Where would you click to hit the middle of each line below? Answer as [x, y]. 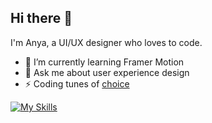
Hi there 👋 [41, 18]
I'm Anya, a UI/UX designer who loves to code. [106, 42]
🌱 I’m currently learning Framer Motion [104, 62]
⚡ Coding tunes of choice [77, 83]
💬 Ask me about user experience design [107, 72]
